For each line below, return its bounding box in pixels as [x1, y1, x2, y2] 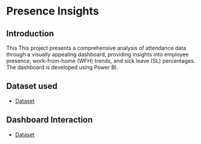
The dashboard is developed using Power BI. [6, 64, 118, 71]
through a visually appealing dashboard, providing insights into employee [6, 51, 189, 58]
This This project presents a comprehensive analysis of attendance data [6, 44, 186, 51]
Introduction [6, 28, 54, 39]
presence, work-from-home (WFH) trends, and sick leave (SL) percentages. [6, 57, 196, 64]
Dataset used [6, 81, 58, 91]
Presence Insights [6, 4, 99, 18]
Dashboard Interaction [6, 115, 93, 125]
